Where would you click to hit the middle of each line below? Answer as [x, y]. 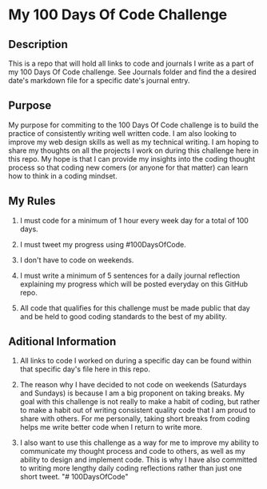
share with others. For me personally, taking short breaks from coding [135, 419]
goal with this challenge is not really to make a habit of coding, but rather [140, 402]
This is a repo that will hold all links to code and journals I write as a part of [131, 63]
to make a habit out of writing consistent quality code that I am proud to [137, 411]
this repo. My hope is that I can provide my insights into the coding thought [132, 158]
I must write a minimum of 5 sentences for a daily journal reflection [130, 275]
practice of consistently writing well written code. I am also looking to [123, 133]
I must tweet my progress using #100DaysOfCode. [103, 244]
